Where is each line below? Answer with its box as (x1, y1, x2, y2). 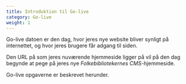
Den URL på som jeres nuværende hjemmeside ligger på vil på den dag (6, 54, 181, 61)
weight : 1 (6, 20, 31, 25)
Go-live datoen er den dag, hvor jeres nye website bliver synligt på (6, 36, 169, 43)
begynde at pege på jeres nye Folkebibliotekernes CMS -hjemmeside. (6, 60, 175, 67)
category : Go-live (6, 14, 52, 20)
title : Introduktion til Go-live (6, 8, 89, 15)
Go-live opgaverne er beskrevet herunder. (6, 72, 109, 79)
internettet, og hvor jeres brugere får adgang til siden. (6, 42, 138, 49)
